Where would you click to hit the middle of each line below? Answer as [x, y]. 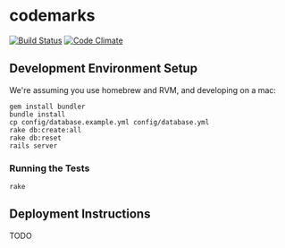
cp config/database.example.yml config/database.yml [109, 122]
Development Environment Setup [104, 68]
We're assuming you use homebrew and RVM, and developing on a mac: [143, 90]
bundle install [38, 114]
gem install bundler [48, 107]
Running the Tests [50, 168]
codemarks [52, 16]
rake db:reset [36, 138]
